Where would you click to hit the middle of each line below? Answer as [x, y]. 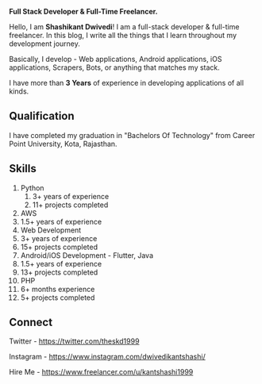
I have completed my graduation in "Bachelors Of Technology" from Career [132, 135]
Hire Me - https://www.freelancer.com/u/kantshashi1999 [101, 372]
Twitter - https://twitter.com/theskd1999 [74, 341]
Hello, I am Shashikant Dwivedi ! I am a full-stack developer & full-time [124, 27]
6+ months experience [58, 289]
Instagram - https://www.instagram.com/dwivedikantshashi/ [107, 357]
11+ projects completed [70, 205]
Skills [23, 169]
